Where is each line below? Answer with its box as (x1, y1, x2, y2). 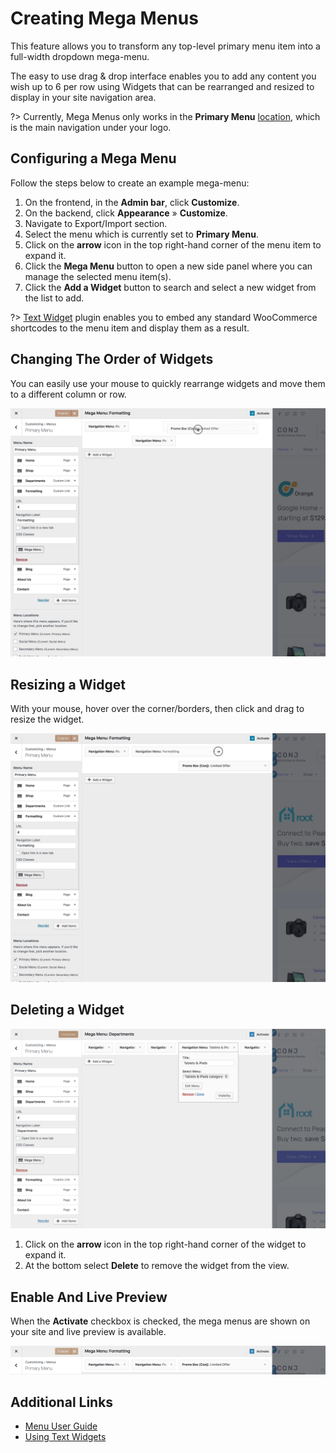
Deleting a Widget (10, 1002, 125, 1019)
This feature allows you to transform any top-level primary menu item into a (10, 40, 321, 52)
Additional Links (10, 1393, 114, 1411)
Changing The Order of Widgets (10, 351, 214, 368)
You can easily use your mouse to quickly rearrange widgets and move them (10, 377, 326, 389)
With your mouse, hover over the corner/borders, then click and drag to (10, 703, 305, 715)
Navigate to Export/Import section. (24, 217, 168, 229)
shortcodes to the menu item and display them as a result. (10, 322, 250, 334)
